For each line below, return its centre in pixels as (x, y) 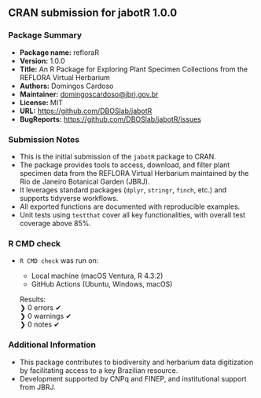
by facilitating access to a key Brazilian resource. (99, 370)
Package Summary (45, 35)
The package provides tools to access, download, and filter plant (125, 165)
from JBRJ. (38, 387)
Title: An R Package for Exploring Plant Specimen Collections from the (134, 69)
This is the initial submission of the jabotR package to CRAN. (118, 156)
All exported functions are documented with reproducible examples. (130, 206)
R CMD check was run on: (59, 261)
